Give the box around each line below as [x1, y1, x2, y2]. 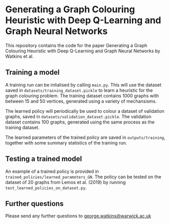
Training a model [5, 68, 60, 77]
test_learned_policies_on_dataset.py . [5, 185, 87, 191]
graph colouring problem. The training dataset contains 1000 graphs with [5, 92, 159, 98]
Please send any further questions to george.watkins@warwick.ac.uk [5, 213, 152, 219]
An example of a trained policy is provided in [5, 168, 99, 174]
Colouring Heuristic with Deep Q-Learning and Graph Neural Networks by [5, 48, 161, 54]
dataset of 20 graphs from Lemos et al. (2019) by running [5, 179, 126, 185]
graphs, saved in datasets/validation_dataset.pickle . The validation [5, 113, 152, 119]
